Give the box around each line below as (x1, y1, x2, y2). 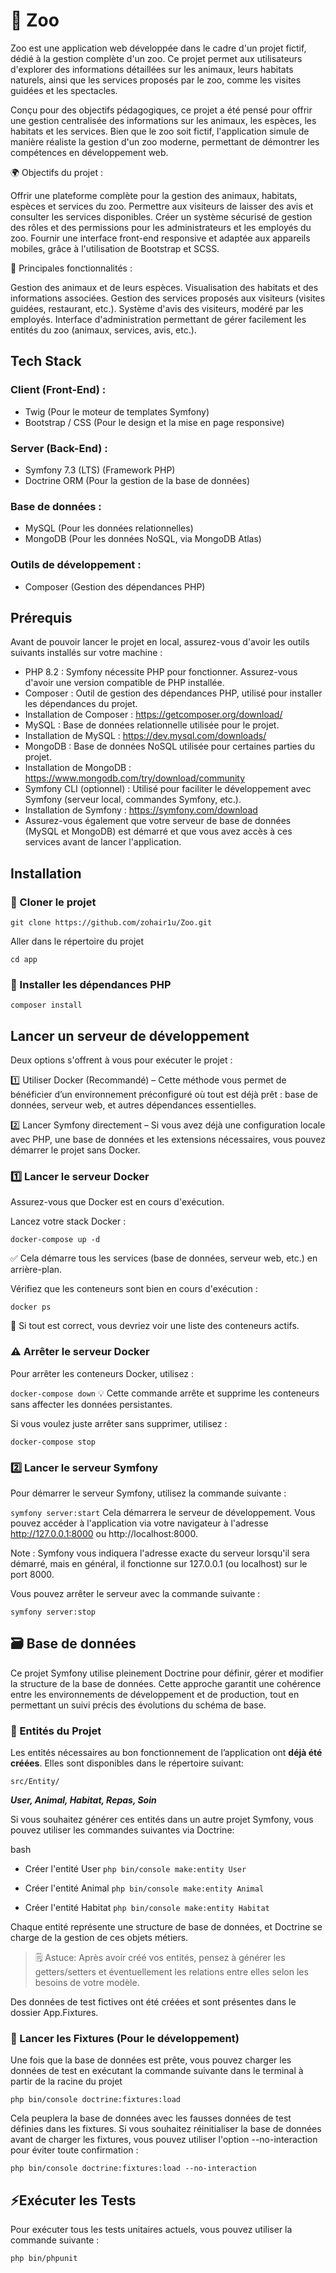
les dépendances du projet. (24, 698, 138, 710)
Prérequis (10, 609, 73, 626)
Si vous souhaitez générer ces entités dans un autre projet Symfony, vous (10, 1814, 314, 1826)
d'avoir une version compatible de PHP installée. (24, 677, 225, 689)
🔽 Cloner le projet (10, 895, 97, 909)
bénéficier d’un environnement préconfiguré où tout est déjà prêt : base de (10, 1089, 318, 1101)
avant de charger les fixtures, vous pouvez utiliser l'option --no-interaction (10, 2134, 318, 2146)
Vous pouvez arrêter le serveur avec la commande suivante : (10, 1588, 261, 1600)
